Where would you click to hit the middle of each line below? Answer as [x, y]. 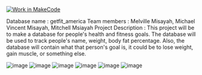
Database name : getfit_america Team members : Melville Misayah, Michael [101, 21]
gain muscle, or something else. [46, 54]
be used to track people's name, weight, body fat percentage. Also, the [96, 41]
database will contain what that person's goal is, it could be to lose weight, [100, 47]
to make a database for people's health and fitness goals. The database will [101, 34]
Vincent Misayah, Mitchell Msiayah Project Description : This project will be [100, 28]
